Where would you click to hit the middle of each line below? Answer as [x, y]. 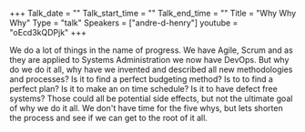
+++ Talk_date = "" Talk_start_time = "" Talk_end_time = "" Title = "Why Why [153, 13]
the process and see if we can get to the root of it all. [108, 118]
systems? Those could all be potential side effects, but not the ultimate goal [151, 98]
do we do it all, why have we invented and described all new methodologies [151, 69]
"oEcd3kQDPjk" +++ [48, 32]
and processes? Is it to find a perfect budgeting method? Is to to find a [141, 79]
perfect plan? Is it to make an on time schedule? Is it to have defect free [143, 89]
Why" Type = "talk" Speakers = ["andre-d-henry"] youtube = [124, 23]
